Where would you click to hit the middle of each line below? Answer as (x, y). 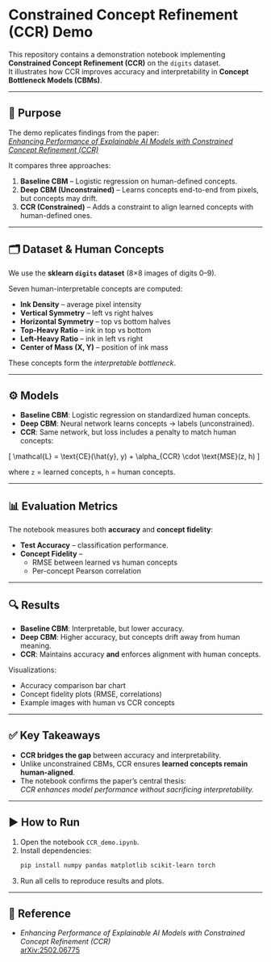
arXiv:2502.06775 (50, 950)
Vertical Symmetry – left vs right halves (86, 313)
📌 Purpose (35, 113)
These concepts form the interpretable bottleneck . (92, 363)
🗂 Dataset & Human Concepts (86, 249)
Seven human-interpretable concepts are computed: (96, 288)
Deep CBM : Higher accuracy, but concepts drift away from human (130, 637)
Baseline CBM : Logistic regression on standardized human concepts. (135, 415)
